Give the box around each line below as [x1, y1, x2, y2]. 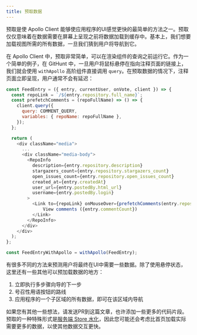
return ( [11, 135, 33, 141]
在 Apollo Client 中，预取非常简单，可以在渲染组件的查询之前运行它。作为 [6, 52, 184, 59]
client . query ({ [16, 103, 54, 109]
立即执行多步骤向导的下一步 [14, 281, 82, 288]
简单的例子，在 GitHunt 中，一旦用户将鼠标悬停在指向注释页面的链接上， [11, 60, 186, 67]
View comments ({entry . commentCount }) [43, 206, 138, 212]
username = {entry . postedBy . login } [32, 190, 114, 196]
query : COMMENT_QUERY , [21, 108, 77, 115]
